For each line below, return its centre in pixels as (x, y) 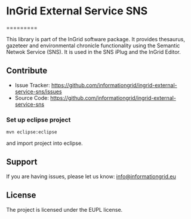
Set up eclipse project (38, 120)
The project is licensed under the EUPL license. (64, 209)
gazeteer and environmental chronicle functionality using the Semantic (93, 45)
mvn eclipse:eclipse (32, 132)
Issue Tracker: (32, 85)
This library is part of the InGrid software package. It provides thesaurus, (95, 39)
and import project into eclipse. (44, 143)
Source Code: (32, 98)
